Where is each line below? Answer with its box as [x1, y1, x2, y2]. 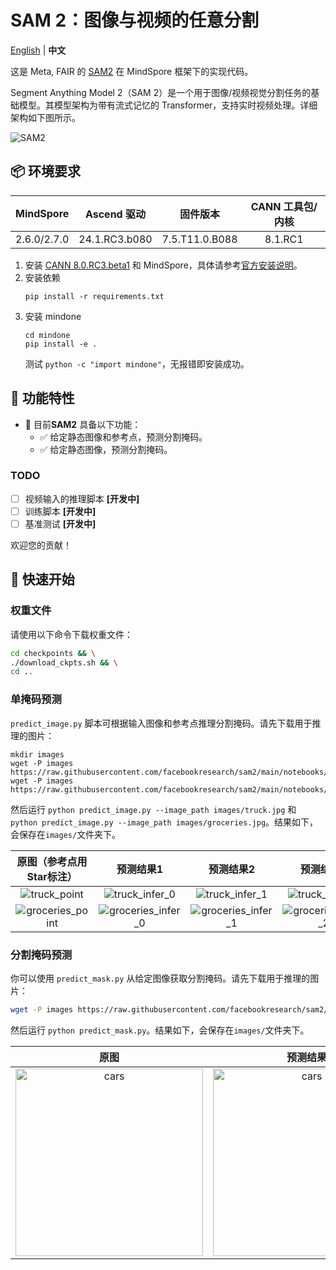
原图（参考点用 [16, 854, 88, 868]
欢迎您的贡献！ [10, 539, 72, 551]
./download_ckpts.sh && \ [10, 657, 118, 668]
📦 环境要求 [10, 163, 82, 180]
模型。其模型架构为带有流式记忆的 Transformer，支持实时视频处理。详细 [18, 99, 318, 111]
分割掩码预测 [10, 947, 73, 961]
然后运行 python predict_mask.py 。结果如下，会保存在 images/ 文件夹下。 [10, 1024, 310, 1036]
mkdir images [10, 749, 65, 760]
